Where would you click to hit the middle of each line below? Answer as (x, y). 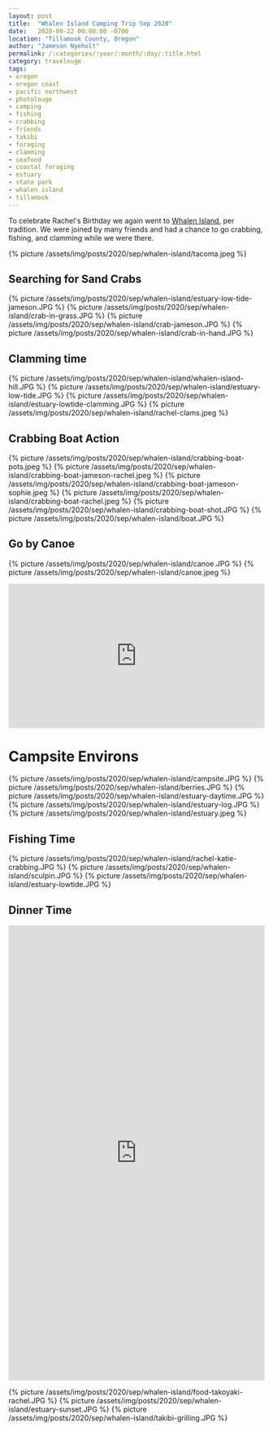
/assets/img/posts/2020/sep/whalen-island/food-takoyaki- (145, 1392)
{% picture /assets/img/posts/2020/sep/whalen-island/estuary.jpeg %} (128, 813)
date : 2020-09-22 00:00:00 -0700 (69, 31)
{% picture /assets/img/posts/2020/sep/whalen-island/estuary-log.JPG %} (134, 805)
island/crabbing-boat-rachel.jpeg (64, 502)
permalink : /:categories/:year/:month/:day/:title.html (105, 54)
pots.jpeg (24, 467)
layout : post (30, 16)
